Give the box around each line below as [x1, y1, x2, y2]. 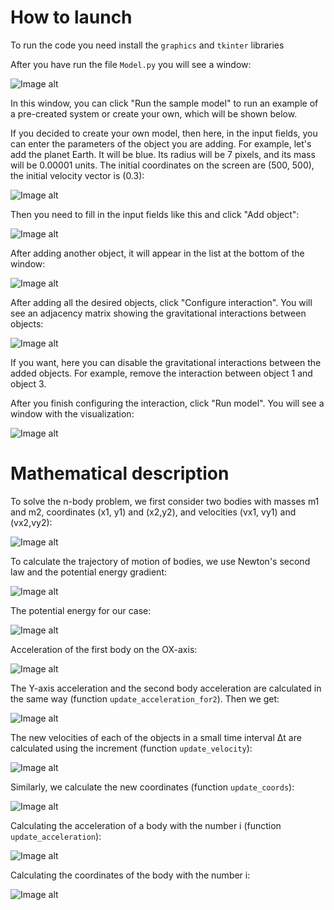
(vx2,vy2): [10, 516, 53, 528]
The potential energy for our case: [10, 604, 152, 616]
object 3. [10, 377, 47, 390]
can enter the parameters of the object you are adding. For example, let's [10, 137, 312, 150]
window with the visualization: [10, 407, 135, 420]
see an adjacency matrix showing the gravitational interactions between [10, 307, 307, 319]
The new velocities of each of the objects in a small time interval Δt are [10, 731, 302, 743]
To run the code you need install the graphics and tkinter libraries [10, 39, 285, 51]
